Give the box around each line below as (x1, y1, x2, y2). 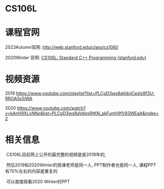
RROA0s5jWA (5, 95, 33, 101)
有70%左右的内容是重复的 (5, 168, 58, 174)
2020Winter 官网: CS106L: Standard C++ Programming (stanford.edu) (5, 55, 146, 61)
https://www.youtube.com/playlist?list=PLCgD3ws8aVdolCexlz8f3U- (16, 91, 155, 96)
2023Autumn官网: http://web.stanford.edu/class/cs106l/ (5, 44, 119, 50)
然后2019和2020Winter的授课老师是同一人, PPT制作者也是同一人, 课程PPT (6, 162, 156, 168)
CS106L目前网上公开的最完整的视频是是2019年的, (6, 152, 107, 157)
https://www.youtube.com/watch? (17, 105, 86, 111)
